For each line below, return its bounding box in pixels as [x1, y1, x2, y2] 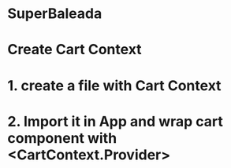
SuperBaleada [7, 5, 102, 23]
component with [7, 129, 117, 147]
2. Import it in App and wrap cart [7, 112, 224, 130]
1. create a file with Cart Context [7, 76, 222, 94]
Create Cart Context [7, 41, 143, 59]
